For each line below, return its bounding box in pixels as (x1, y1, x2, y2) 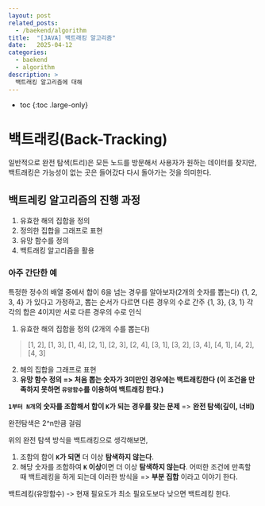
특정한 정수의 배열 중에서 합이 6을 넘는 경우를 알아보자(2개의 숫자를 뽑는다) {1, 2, (8, 287, 258, 296)
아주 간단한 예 (8, 268, 58, 279)
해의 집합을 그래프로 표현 (19, 365, 97, 374)
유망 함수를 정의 (19, 236, 69, 245)
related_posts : (8, 19, 59, 27)
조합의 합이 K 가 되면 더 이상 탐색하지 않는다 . (19, 452, 155, 462)
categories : (8, 48, 48, 56)
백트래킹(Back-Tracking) (8, 130, 168, 148)
